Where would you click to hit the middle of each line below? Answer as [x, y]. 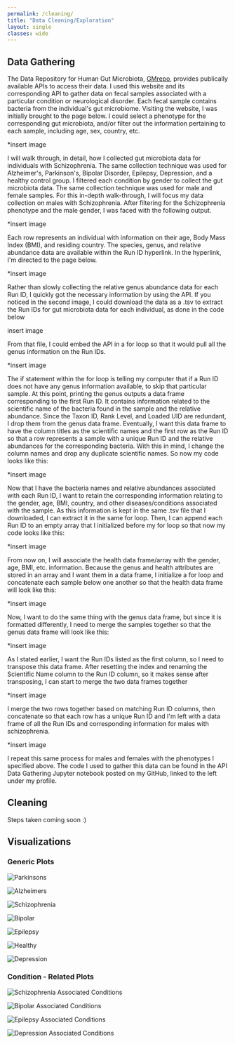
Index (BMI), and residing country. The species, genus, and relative [104, 245]
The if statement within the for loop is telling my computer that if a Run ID [113, 379]
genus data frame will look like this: [58, 632]
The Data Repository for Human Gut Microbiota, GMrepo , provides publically [117, 79]
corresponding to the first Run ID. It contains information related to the [109, 402]
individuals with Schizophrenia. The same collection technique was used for [117, 166]
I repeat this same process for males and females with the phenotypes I [111, 758]
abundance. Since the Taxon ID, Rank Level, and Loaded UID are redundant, [117, 416]
